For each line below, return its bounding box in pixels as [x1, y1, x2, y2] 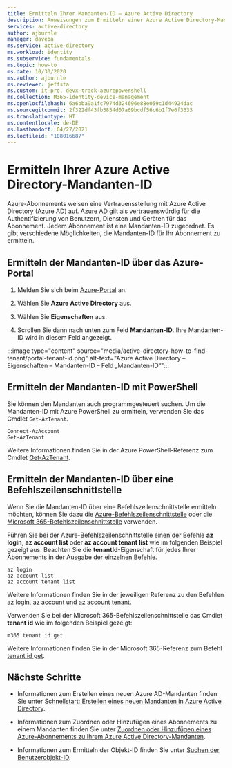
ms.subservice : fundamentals [7, 55, 91, 62]
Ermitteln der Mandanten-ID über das [7, 257, 171, 268]
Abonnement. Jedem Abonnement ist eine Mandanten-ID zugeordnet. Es [7, 222, 215, 230]
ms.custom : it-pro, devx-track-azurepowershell [7, 87, 147, 94]
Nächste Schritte [7, 672, 81, 684]
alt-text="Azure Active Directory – [89, 354, 186, 362]
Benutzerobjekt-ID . [17, 753, 71, 762]
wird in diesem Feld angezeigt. [25, 333, 113, 341]
